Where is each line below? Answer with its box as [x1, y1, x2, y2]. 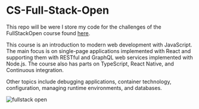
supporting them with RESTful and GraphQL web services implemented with [6, 54, 194, 61]
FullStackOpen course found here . [6, 29, 91, 36]
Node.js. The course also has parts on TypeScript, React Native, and [6, 60, 175, 67]
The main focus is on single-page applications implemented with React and [6, 47, 191, 54]
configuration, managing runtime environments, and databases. [6, 84, 162, 91]
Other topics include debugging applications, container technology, [6, 78, 172, 85]
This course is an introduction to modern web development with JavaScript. [6, 41, 192, 48]
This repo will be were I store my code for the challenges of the [6, 23, 162, 30]
